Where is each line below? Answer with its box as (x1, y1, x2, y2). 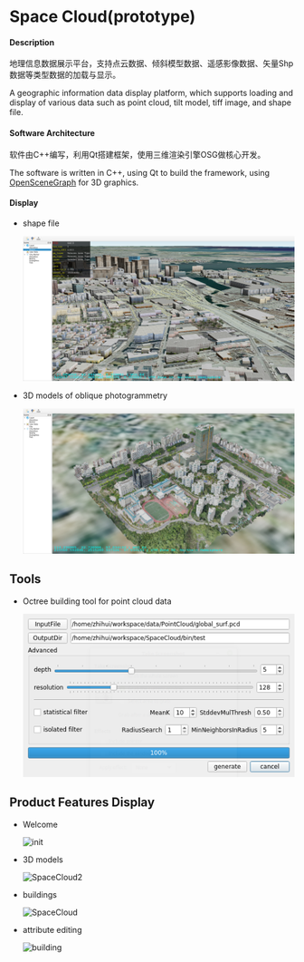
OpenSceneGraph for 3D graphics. (9, 177, 139, 188)
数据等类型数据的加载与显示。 (9, 70, 120, 81)
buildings (22, 889, 57, 899)
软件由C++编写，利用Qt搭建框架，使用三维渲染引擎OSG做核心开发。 (9, 149, 266, 160)
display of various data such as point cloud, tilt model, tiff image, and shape (9, 97, 292, 108)
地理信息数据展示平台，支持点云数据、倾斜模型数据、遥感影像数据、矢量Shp (9, 58, 294, 69)
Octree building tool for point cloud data (22, 596, 172, 607)
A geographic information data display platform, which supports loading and (9, 88, 294, 99)
